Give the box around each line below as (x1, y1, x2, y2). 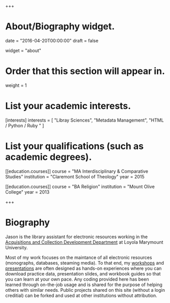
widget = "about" (5, 47, 42, 54)
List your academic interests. (5, 100, 131, 112)
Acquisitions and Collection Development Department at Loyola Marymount (5, 239, 164, 245)
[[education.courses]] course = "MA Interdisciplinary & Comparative (5, 168, 149, 174)
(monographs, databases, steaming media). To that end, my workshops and (5, 260, 164, 266)
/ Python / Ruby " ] (5, 122, 44, 128)
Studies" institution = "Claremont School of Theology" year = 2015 (5, 173, 145, 179)
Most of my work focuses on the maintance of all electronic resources (5, 254, 152, 261)
